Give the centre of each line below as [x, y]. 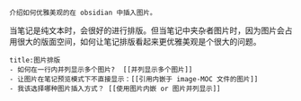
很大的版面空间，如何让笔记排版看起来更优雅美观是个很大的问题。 [139, 42]
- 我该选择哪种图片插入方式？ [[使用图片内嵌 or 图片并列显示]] [115, 88]
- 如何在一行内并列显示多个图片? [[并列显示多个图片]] [101, 70]
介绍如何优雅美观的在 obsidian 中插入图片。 [83, 13]
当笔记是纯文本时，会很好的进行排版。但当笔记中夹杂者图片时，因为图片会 [147, 30]
